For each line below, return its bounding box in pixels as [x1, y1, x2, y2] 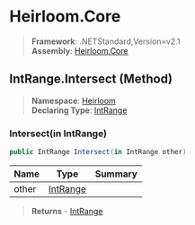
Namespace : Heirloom [31, 95, 117, 106]
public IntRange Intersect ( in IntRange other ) [9, 148, 187, 157]
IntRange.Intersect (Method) [9, 72, 173, 87]
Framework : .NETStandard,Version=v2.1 [31, 36, 181, 47]
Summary [94, 168, 137, 180]
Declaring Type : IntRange [31, 105, 128, 116]
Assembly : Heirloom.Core [31, 45, 129, 56]
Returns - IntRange [31, 205, 103, 216]
